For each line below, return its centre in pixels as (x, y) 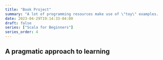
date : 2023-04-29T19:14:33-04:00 (39, 18)
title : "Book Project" (28, 9)
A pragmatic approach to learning (58, 52)
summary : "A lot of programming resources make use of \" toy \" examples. (82, 14)
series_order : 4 (22, 32)
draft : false (18, 23)
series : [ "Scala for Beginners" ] (39, 28)
